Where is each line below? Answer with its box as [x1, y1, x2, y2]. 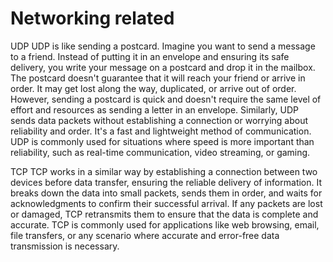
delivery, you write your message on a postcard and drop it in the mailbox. [10, 61, 316, 73]
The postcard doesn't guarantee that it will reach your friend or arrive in [10, 72, 306, 84]
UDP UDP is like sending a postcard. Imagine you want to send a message [10, 40, 316, 52]
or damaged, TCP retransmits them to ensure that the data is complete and [10, 208, 319, 220]
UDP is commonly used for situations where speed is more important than [10, 135, 315, 147]
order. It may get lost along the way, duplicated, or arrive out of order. [10, 82, 297, 94]
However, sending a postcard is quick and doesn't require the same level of [10, 93, 322, 105]
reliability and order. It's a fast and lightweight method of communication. [10, 125, 312, 137]
